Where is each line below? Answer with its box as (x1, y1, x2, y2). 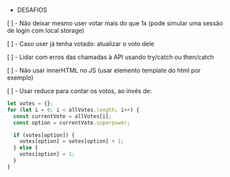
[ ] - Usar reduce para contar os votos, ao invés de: (7, 87, 152, 95)
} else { (13, 144, 38, 152)
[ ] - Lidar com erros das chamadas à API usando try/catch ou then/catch (7, 53, 214, 61)
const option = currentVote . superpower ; (13, 119, 130, 126)
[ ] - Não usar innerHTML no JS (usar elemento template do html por (7, 67, 201, 74)
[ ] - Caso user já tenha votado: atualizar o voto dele (7, 40, 154, 47)
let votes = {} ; (7, 100, 54, 107)
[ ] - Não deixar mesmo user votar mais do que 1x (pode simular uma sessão (7, 19, 223, 27)
